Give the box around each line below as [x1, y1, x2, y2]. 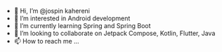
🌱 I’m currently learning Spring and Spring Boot [13, 22, 151, 30]
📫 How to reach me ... [13, 37, 79, 45]
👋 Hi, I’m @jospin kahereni [13, 7, 90, 15]
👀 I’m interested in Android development [13, 14, 131, 22]
